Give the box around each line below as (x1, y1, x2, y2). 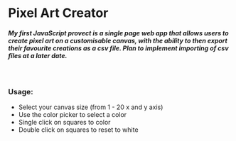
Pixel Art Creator (8, 5, 109, 21)
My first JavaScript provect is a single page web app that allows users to (8, 28, 230, 37)
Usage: (8, 87, 34, 97)
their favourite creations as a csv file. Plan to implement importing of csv (8, 44, 230, 52)
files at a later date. (8, 51, 68, 60)
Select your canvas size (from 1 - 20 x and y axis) (18, 103, 163, 111)
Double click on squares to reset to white (18, 125, 139, 134)
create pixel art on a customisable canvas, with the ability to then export (8, 36, 228, 45)
